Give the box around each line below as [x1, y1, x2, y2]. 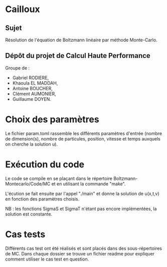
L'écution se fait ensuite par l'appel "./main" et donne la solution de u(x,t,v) [5, 190, 159, 196]
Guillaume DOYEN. [12, 96, 52, 102]
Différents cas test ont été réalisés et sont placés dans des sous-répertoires [5, 245, 162, 251]
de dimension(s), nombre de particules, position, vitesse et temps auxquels [5, 136, 160, 142]
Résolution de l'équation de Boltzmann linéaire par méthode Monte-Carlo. [5, 37, 157, 43]
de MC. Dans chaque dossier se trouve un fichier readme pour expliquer [5, 250, 154, 256]
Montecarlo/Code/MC [5, 180, 51, 187]
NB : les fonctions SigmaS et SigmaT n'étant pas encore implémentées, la [5, 206, 157, 212]
